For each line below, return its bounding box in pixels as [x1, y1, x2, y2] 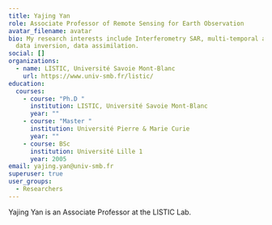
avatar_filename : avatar [8, 27, 92, 35]
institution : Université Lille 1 [29, 147, 143, 155]
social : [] [8, 49, 45, 57]
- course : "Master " [23, 117, 92, 125]
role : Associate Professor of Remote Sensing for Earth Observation [8, 19, 244, 28]
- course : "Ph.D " [23, 95, 85, 103]
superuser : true [8, 170, 63, 178]
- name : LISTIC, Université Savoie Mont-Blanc [15, 65, 176, 73]
